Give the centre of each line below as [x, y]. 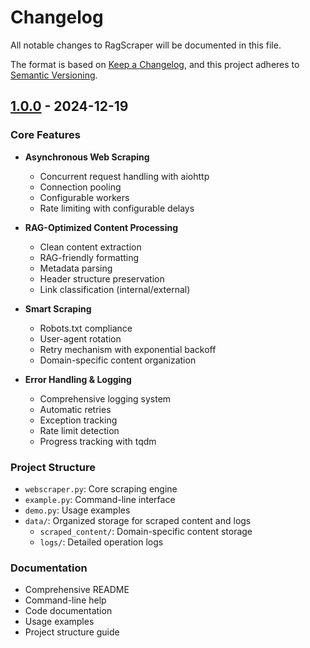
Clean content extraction [90, 247]
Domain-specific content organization [118, 360]
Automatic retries [75, 409]
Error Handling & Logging [78, 379]
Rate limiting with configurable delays [117, 208]
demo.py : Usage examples [77, 510]
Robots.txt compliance [86, 328]
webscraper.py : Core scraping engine [101, 488]
